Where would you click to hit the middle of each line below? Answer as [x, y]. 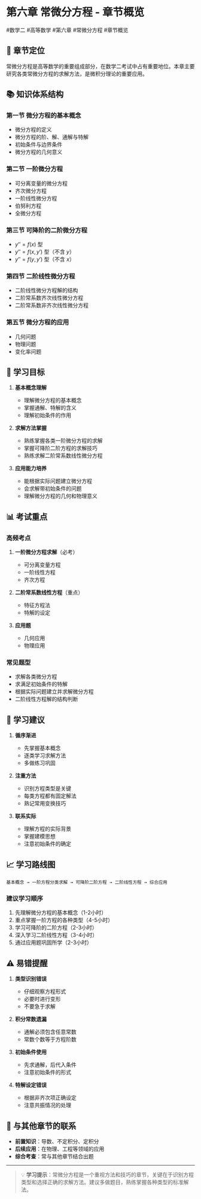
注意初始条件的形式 [48, 1072]
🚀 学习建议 [25, 719]
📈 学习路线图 [31, 864]
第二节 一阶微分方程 [35, 169]
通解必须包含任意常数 [50, 1032]
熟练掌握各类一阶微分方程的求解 [63, 441]
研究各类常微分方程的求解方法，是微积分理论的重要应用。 [77, 74]
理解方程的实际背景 [48, 829]
